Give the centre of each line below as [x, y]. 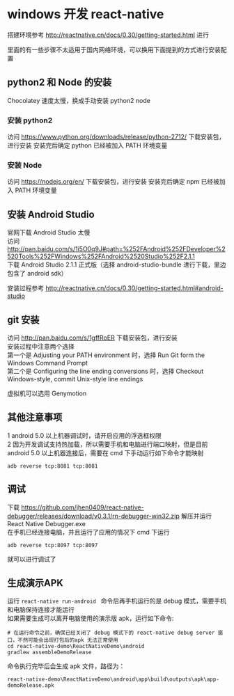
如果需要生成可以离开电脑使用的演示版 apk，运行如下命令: [91, 618]
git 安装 [23, 320]
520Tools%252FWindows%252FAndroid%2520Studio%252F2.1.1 [101, 256]
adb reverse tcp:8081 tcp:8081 [53, 466]
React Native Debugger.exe [46, 523]
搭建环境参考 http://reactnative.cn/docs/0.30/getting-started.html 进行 [108, 35]
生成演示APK [36, 583]
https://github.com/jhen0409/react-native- [82, 507]
